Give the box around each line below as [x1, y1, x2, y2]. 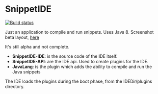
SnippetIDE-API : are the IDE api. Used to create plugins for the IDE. [12, 58, 149, 64]
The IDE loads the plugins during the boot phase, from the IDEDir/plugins [5, 78, 152, 84]
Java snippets [12, 69, 41, 74]
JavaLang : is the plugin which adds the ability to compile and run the [12, 64, 152, 70]
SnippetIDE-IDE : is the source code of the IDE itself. [12, 53, 118, 59]
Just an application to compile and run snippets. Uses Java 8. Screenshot [5, 29, 154, 35]
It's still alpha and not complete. [5, 44, 70, 49]
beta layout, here [5, 34, 39, 40]
